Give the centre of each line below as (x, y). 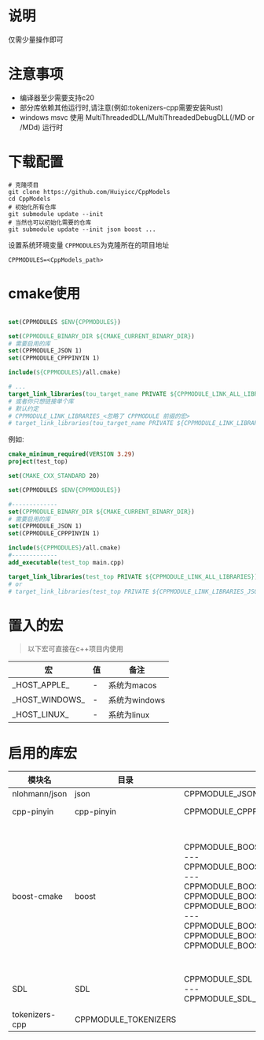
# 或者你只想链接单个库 (41, 401)
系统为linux (129, 715)
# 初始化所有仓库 (32, 207)
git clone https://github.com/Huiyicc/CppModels (89, 192)
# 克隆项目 (24, 185)
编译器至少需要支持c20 (57, 97)
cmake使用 (44, 293)
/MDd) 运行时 (41, 127)
